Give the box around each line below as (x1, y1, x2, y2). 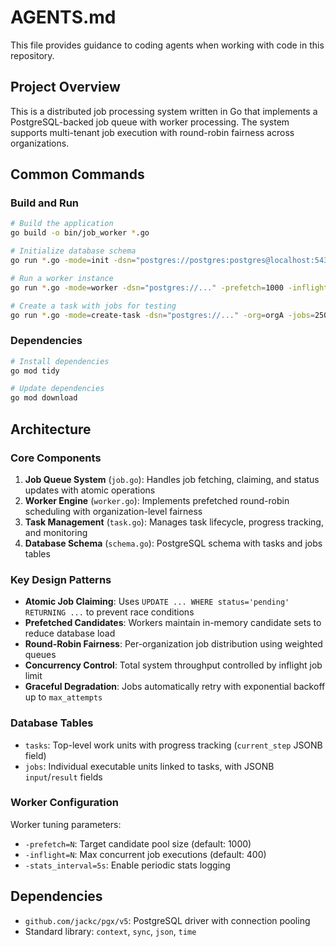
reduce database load (24, 627, 116, 640)
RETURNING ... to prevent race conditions (24, 606, 195, 618)
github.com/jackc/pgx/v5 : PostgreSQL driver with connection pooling (24, 914, 311, 926)
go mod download (10, 393, 78, 403)
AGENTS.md (10, 6, 117, 29)
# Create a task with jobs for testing (10, 301, 177, 311)
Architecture (10, 421, 92, 438)
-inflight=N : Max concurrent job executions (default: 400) (24, 848, 267, 860)
